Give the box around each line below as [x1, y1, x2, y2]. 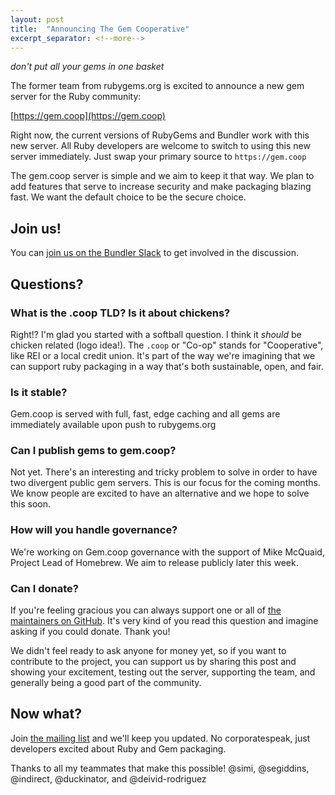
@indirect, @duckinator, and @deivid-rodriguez [10, 772, 207, 785]
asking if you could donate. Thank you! [10, 626, 171, 638]
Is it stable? [10, 385, 68, 399]
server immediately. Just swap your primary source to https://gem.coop [10, 151, 307, 163]
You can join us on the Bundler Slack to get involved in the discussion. [10, 247, 299, 259]
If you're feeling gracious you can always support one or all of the [10, 604, 282, 616]
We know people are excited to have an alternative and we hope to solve [10, 487, 310, 500]
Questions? [10, 276, 84, 293]
